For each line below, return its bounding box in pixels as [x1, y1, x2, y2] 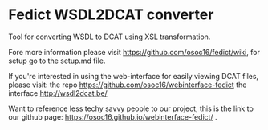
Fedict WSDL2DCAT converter [8, 6, 214, 24]
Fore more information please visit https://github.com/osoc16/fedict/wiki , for [8, 47, 261, 57]
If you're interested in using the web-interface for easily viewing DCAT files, [8, 71, 259, 81]
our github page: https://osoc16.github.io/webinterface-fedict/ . [8, 112, 218, 121]
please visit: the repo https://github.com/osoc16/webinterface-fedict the [8, 80, 247, 89]
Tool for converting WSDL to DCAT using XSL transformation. [8, 32, 211, 41]
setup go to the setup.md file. [8, 56, 106, 65]
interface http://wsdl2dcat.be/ [8, 88, 108, 97]
